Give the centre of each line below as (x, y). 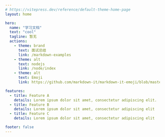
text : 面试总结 (32, 50)
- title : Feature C (29, 114)
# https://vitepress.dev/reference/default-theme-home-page (68, 10)
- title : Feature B (29, 105)
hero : (11, 23)
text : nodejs (31, 64)
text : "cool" (23, 32)
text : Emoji (30, 78)
